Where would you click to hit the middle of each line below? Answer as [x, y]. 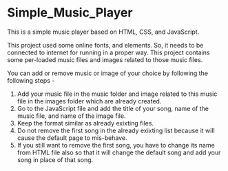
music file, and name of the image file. [71, 116]
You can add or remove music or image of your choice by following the [108, 73]
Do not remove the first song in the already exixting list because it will [116, 130]
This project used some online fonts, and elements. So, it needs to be [105, 45]
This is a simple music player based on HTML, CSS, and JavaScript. [103, 32]
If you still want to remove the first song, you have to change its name [116, 145]
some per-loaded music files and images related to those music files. [105, 59]
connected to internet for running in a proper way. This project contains [108, 52]
